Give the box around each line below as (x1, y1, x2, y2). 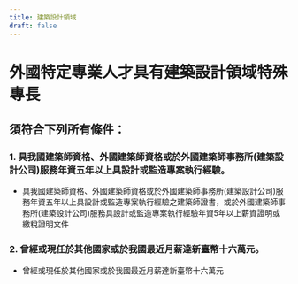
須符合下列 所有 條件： (9, 122, 126, 137)
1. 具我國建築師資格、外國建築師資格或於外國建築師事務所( (9, 151, 257, 163)
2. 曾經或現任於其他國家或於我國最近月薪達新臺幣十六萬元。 (9, 243, 264, 256)
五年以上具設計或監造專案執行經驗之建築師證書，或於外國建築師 (45, 196, 279, 208)
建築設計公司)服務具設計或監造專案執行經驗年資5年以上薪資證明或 (40, 208, 281, 219)
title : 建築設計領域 (9, 12, 77, 22)
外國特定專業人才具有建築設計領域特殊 (9, 62, 289, 82)
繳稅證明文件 (21, 219, 69, 230)
